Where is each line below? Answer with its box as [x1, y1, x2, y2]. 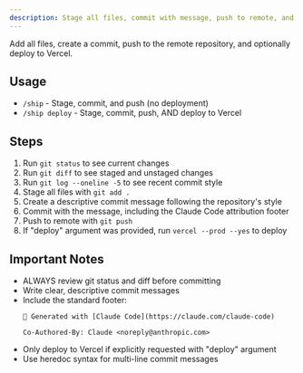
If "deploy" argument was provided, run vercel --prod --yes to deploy [22, 225, 288, 236]
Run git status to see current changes [22, 158, 170, 168]
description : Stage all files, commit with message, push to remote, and [9, 13, 295, 23]
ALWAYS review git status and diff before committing [22, 275, 221, 286]
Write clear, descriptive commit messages [22, 285, 180, 296]
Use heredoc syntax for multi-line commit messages [22, 354, 219, 365]
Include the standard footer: [22, 295, 127, 306]
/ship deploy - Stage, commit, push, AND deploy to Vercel [22, 108, 242, 119]
